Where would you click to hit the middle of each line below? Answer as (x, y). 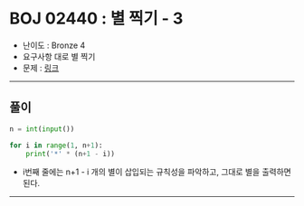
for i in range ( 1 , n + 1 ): (56, 145)
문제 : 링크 (41, 68)
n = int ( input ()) (42, 129)
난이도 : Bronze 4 (54, 45)
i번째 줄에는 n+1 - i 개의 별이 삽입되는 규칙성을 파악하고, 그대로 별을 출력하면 (157, 172)
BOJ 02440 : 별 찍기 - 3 (96, 19)
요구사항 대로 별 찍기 (59, 56)
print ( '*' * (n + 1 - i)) (71, 154)
